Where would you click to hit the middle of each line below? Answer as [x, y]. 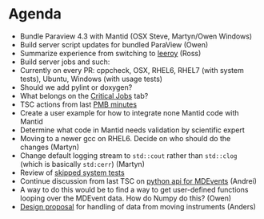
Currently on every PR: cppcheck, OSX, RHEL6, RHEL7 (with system [132, 70]
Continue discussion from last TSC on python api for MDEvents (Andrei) [138, 180]
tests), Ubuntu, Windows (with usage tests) [91, 79]
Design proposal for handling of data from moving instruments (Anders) [138, 206]
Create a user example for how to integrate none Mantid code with [129, 112]
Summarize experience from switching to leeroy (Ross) [110, 53]
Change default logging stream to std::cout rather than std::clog [128, 155]
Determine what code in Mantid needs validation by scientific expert [132, 130]
